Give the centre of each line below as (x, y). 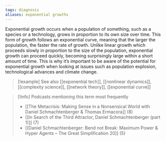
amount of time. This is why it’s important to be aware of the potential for (80, 61)
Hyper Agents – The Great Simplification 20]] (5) (75, 133)
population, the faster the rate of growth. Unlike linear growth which (75, 45)
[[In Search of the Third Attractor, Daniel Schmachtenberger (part (93, 117)
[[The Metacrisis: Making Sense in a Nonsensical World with (87, 106)
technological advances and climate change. (52, 72)
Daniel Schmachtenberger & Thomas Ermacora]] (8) (79, 112)
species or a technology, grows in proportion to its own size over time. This (83, 34)
